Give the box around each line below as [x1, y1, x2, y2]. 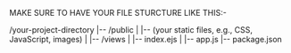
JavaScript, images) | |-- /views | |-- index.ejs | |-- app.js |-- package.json [9, 34, 283, 44]
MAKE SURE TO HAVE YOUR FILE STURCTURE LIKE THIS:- [9, 8, 228, 18]
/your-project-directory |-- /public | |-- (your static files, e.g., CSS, [9, 25, 253, 34]
